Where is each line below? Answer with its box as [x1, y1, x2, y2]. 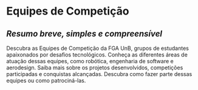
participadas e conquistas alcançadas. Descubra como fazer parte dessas [6, 71, 193, 77]
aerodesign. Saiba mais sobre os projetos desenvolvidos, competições [6, 64, 183, 71]
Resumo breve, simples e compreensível [6, 29, 163, 39]
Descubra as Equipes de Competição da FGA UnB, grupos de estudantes [6, 44, 189, 52]
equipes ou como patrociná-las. [6, 77, 86, 84]
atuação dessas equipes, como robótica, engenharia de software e [6, 58, 174, 64]
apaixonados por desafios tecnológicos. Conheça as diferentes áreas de [6, 51, 188, 58]
